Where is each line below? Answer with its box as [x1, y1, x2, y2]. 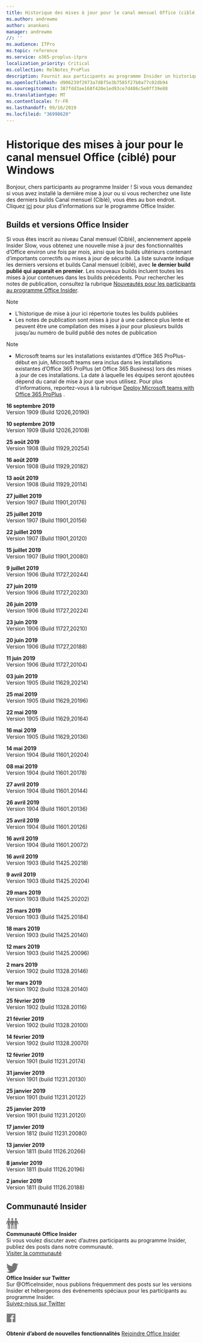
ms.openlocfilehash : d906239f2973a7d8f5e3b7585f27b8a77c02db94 [6, 79, 168, 85]
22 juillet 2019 [6, 529, 43, 536]
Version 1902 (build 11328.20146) [6, 967, 88, 975]
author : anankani [6, 22, 50, 28]
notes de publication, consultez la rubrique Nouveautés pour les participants [6, 280, 196, 288]
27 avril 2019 [6, 781, 39, 788]
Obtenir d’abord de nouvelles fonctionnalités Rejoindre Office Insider [6, 1330, 180, 1337]
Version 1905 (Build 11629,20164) [6, 715, 88, 722]
